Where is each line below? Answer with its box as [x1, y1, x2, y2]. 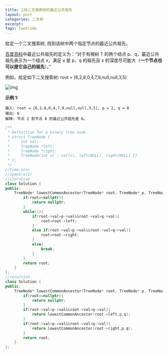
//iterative [5, 176, 30, 181]
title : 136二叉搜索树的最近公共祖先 [5, 7, 72, 13]
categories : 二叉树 [5, 17, 43, 22]
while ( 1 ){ [23, 209, 43, 214]
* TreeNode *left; [7, 144, 55, 149]
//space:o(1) [5, 172, 32, 177]
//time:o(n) [5, 167, 30, 172]
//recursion [5, 275, 30, 280]
